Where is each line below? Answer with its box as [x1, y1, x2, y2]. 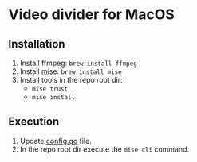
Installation [8, 37, 65, 51]
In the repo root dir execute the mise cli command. [19, 145, 190, 154]
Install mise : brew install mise [19, 67, 122, 76]
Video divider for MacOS [8, 6, 175, 24]
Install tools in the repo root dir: [19, 75, 123, 84]
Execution [8, 115, 60, 129]
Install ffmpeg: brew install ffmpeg [19, 58, 137, 67]
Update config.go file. [19, 136, 92, 145]
